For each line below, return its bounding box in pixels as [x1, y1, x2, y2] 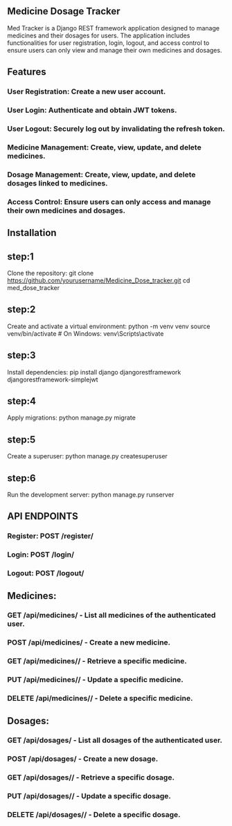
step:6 [7, 472, 36, 484]
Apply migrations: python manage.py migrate [7, 413, 136, 422]
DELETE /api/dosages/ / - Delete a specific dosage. [7, 810, 181, 820]
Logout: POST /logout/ [7, 568, 84, 578]
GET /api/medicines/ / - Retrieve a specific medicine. [7, 656, 187, 666]
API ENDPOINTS [7, 510, 78, 522]
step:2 [7, 304, 36, 316]
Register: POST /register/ [7, 531, 93, 541]
